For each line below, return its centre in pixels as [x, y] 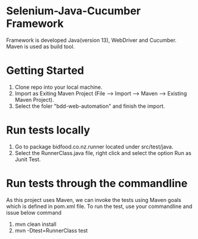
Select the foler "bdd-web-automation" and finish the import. [90, 106]
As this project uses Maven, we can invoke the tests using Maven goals [94, 200]
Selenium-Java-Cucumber [74, 11]
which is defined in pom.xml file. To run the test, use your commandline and [99, 206]
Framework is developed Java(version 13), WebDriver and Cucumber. [92, 40]
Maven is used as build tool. [41, 46]
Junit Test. [28, 159]
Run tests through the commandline [97, 184]
